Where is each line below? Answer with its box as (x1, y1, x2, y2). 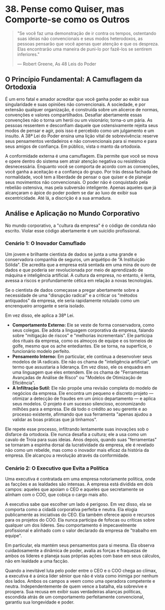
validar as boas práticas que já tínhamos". (12, 416, 98, 422)
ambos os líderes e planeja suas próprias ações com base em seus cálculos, (5, 553, 161, 559)
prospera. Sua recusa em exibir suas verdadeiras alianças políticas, (5, 589, 142, 595)
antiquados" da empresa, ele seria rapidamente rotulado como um (5, 298, 139, 304)
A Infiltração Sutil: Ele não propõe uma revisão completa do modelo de (12, 385, 158, 391)
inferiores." (17, 51, 40, 57)
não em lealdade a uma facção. (5, 558, 69, 564)
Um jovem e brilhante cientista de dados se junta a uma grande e (5, 251, 137, 257)
